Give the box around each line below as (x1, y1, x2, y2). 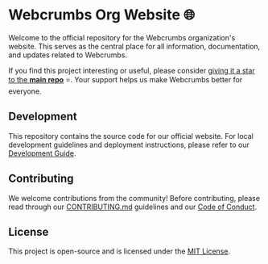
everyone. (8, 86, 42, 96)
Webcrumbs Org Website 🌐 (8, 6, 196, 24)
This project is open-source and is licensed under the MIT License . (8, 246, 231, 256)
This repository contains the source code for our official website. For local (8, 131, 254, 140)
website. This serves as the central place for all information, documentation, (8, 41, 261, 51)
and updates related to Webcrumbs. (8, 50, 127, 60)
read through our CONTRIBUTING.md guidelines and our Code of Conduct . (8, 202, 258, 212)
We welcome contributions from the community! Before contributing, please (8, 193, 260, 203)
